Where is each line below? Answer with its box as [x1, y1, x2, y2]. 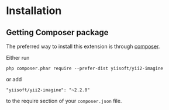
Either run [6, 54, 30, 61]
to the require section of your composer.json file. [6, 98, 122, 104]
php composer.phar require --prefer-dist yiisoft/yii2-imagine [6, 66, 164, 71]
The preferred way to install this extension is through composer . [6, 43, 160, 50]
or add [6, 76, 22, 82]
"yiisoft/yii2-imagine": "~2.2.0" [6, 87, 91, 93]
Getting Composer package [6, 27, 109, 37]
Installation [6, 4, 62, 18]
